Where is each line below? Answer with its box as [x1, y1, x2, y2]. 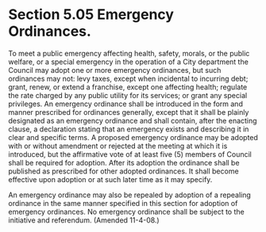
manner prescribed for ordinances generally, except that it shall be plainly [8, 107, 249, 116]
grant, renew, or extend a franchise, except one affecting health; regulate [8, 82, 248, 92]
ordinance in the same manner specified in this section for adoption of [8, 198, 238, 207]
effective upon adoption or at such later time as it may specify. [8, 174, 213, 184]
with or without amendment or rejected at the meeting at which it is [8, 141, 228, 150]
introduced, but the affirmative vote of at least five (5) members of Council [8, 149, 252, 159]
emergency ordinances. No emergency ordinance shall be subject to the [8, 207, 245, 216]
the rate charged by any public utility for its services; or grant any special [8, 90, 248, 100]
